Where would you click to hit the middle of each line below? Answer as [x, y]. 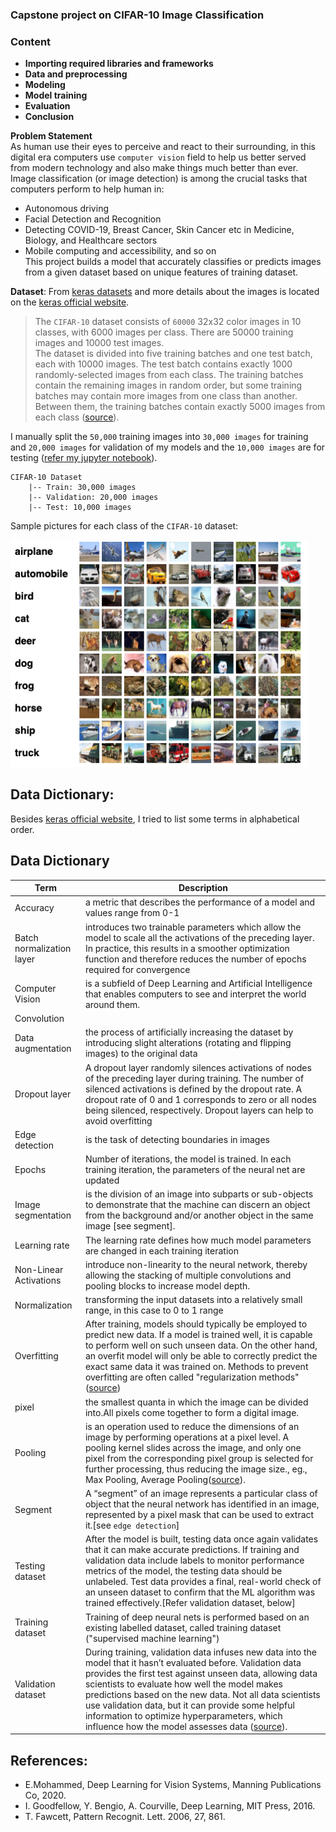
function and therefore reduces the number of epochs [195, 959]
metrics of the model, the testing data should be [183, 1571]
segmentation [43, 1215]
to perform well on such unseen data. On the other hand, [201, 1345]
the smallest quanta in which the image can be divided [196, 1402]
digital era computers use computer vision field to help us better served [158, 157]
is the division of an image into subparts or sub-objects [199, 1194]
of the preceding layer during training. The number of [194, 1078]
